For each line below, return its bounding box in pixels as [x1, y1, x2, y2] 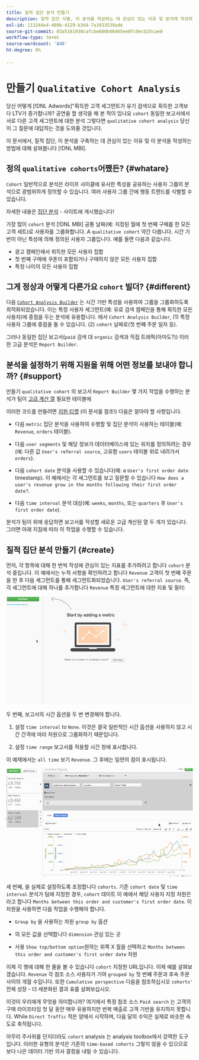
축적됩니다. [17, 1020, 43, 1027]
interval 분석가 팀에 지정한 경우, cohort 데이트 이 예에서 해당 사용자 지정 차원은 [6, 890, 191, 897]
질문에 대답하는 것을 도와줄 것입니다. [18, 125, 102, 132]
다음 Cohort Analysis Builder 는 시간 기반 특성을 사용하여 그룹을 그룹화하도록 [6, 298, 189, 305]
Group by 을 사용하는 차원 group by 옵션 [14, 918, 108, 925]
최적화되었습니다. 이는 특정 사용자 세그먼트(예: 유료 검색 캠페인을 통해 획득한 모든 [6, 306, 193, 313]
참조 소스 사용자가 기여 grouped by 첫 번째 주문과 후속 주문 [54, 970, 190, 978]
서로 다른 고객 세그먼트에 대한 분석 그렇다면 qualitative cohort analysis [6, 117, 179, 124]
